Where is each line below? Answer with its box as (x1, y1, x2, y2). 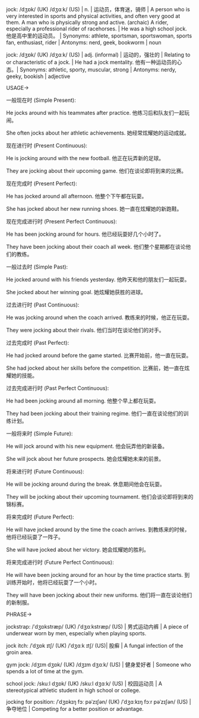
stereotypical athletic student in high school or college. (6, 687, 141, 694)
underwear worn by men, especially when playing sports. (6, 630, 147, 636)
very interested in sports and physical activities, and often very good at (6, 13, 181, 20)
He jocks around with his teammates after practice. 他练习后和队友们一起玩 (6, 110, 190, 116)
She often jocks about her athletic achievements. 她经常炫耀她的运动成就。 (6, 129, 190, 136)
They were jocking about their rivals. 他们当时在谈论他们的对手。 (6, 327, 165, 333)
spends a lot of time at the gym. (6, 668, 84, 675)
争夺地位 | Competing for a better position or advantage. (6, 705, 144, 712)
